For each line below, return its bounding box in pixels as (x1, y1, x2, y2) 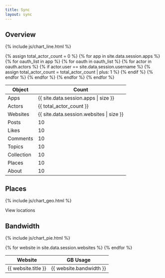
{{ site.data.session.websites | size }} (38, 111, 124, 118)
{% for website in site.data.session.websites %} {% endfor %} (5, 245, 133, 251)
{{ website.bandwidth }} (51, 265, 106, 272)
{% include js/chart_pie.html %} (5, 235, 71, 241)
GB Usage (67, 256, 91, 263)
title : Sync (5, 7, 30, 12)
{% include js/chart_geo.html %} (5, 198, 72, 204)
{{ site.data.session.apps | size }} (38, 95, 114, 102)
